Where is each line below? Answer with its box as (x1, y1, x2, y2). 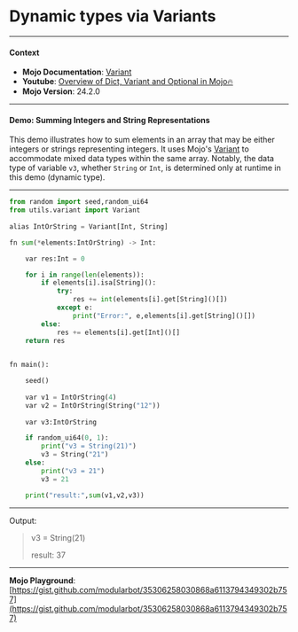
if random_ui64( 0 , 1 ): (25, 433, 109, 442)
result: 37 (30, 550, 67, 560)
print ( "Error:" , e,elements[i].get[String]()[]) (72, 311, 255, 320)
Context (9, 47, 40, 58)
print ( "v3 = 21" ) (41, 466, 105, 475)
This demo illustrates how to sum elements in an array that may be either (9, 135, 275, 145)
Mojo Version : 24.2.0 (21, 86, 100, 97)
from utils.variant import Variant (9, 206, 141, 215)
